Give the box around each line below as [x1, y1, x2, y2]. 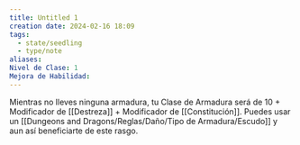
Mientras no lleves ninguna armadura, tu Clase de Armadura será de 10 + [9, 96, 281, 107]
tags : [9, 30, 30, 39]
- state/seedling [17, 38, 83, 48]
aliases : [9, 55, 42, 64]
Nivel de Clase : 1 [9, 64, 78, 73]
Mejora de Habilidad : [9, 72, 91, 81]
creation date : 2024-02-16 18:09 [9, 22, 135, 31]
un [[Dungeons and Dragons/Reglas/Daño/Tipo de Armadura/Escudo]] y [9, 115, 277, 126]
